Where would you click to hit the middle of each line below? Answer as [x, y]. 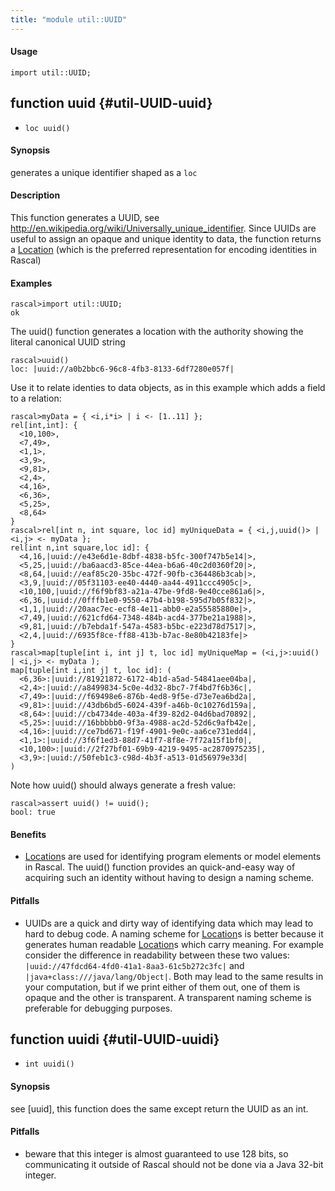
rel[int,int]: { [44, 426]
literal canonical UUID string [68, 342]
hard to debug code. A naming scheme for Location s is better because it [174, 933]
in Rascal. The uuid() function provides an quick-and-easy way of [160, 867]
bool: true [33, 812]
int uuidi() [49, 1064]
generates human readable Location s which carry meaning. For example [174, 944]
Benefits [28, 834]
